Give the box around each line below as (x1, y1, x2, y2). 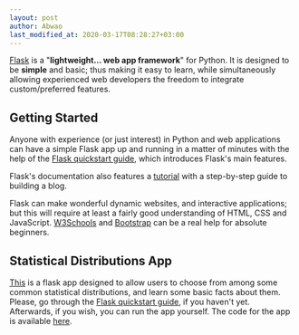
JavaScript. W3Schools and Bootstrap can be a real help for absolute (9, 217, 267, 228)
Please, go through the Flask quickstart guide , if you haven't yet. (9, 296, 251, 307)
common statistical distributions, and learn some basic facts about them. (9, 287, 281, 297)
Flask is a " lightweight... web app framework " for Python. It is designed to (9, 55, 290, 66)
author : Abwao (9, 22, 63, 31)
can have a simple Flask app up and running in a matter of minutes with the (9, 144, 290, 155)
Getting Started (9, 110, 99, 125)
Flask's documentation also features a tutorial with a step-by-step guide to (9, 171, 288, 182)
